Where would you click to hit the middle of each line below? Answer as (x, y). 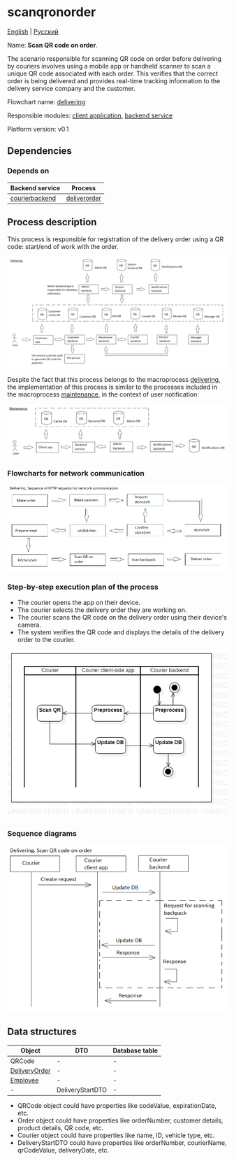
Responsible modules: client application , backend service (90, 115)
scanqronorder (52, 12)
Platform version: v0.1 (38, 129)
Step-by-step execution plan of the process (83, 587)
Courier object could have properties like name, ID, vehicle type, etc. (116, 1135)
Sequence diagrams (42, 834)
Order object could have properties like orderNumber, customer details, (120, 1120)
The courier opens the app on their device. (79, 602)
